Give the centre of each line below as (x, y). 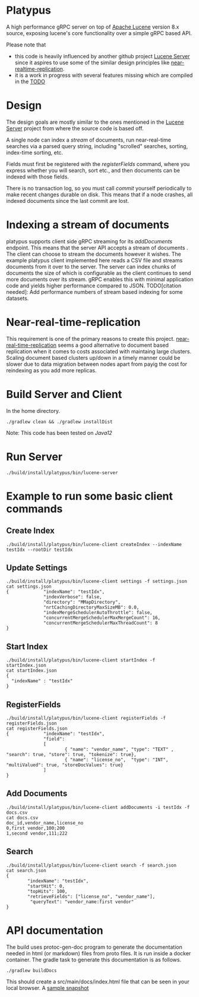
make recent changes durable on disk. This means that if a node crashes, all (99, 195)
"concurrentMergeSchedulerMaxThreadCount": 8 (101, 623)
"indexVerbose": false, (73, 597)
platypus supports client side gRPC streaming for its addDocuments (89, 241)
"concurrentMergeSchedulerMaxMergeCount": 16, (102, 618)
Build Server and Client (64, 394)
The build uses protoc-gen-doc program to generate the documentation (94, 947)
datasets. (18, 298)
